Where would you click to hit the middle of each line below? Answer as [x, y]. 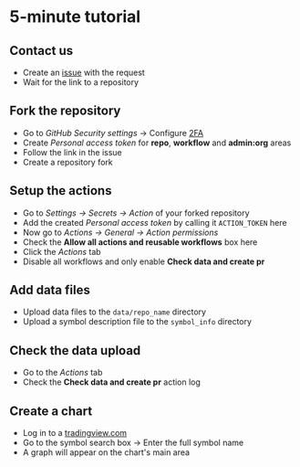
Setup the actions [61, 191]
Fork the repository [65, 111]
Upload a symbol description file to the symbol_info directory [137, 322]
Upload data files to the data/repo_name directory [114, 312]
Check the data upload [75, 350]
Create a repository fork [67, 162]
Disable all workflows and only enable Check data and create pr [144, 261]
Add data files [50, 290]
